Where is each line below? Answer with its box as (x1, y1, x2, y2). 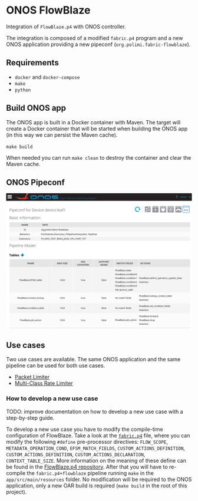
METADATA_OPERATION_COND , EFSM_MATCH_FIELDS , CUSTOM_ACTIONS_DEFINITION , (6, 444, 186, 451)
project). (6, 488, 27, 495)
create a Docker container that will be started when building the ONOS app (6, 125, 188, 132)
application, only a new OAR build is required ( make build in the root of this (6, 482, 187, 489)
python (14, 87, 31, 93)
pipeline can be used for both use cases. (6, 362, 105, 369)
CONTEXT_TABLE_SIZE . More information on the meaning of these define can (6, 457, 187, 464)
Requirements (6, 58, 59, 68)
